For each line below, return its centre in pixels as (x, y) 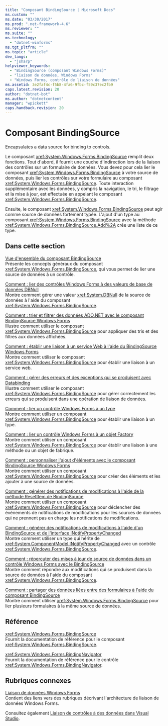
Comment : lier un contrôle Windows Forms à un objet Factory (69, 434)
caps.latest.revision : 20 (32, 89)
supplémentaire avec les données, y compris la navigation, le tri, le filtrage (82, 189)
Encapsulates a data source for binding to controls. (58, 147)
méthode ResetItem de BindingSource (44, 496)
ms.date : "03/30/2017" (29, 19)
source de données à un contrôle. (40, 274)
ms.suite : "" (19, 33)
